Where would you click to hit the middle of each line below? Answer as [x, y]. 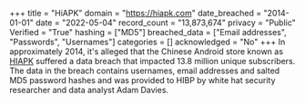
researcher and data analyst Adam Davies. [89, 90]
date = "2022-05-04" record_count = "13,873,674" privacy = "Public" [165, 23]
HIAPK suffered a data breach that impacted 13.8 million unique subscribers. [152, 61]
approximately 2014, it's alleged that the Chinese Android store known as [147, 52]
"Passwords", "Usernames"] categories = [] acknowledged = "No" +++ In [147, 42]
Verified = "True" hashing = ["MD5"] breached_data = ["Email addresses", [148, 32]
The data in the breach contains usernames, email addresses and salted [145, 71]
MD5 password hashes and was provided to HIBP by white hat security [142, 80]
